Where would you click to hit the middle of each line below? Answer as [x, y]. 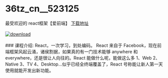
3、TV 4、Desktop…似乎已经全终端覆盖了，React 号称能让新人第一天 [91, 64]
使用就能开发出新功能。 [29, 70]
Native [12, 64]
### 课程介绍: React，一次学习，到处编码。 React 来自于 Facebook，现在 [81, 45]
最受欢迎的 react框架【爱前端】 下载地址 [47, 23]
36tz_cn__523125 [42, 9]
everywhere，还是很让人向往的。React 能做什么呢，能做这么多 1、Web [78, 57]
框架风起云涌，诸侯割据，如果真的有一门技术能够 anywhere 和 [73, 51]
